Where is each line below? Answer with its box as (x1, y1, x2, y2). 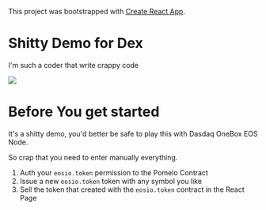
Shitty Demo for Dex (8, 35, 144, 52)
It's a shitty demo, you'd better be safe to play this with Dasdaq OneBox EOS (8, 129, 258, 138)
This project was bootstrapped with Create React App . (8, 7, 186, 16)
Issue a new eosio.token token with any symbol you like (19, 176, 203, 186)
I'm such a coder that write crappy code (8, 60, 139, 69)
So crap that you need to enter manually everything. (8, 152, 178, 162)
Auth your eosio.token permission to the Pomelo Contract (19, 167, 208, 177)
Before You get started (8, 103, 160, 121)
